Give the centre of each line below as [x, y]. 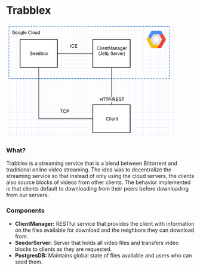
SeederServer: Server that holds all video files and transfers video [97, 243]
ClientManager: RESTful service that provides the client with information [104, 223]
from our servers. [28, 195]
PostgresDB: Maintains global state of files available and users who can [103, 255]
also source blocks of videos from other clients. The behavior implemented [99, 182]
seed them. [29, 262]
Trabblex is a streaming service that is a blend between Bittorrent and [92, 163]
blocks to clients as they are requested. [63, 249]
